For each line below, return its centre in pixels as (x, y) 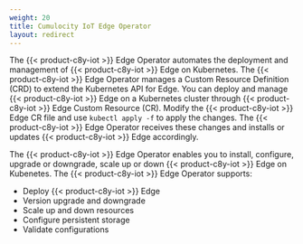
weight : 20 (30, 18)
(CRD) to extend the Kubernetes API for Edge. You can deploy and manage (149, 89)
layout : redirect (42, 34)
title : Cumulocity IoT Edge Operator (80, 26)
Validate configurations (66, 230)
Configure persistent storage (76, 220)
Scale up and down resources (78, 211)
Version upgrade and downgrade (84, 201)
